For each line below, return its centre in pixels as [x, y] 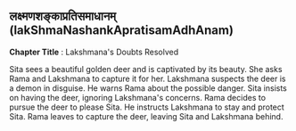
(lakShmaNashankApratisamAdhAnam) [122, 31]
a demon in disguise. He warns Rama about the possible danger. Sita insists [148, 88]
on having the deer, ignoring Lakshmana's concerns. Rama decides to [137, 97]
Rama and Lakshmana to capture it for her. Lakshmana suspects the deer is [148, 78]
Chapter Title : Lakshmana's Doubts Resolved [94, 52]
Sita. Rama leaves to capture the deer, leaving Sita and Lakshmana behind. [146, 116]
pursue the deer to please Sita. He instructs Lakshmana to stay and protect [147, 107]
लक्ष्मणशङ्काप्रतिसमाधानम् [63, 16]
